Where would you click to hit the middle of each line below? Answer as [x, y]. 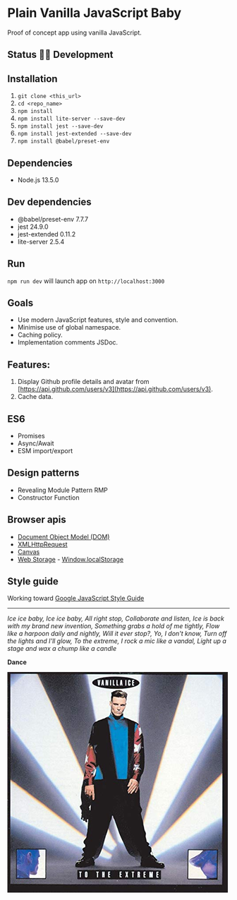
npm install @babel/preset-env [63, 142]
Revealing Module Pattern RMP [62, 490]
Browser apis [37, 520]
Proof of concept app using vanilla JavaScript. [75, 32]
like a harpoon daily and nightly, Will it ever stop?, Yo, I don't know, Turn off [117, 634]
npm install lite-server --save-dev [71, 119]
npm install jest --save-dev [60, 126]
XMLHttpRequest [43, 544]
